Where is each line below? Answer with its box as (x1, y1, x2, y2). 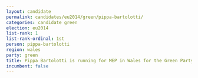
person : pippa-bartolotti (6, 42, 70, 48)
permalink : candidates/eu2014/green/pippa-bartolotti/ (6, 14, 144, 20)
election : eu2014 (6, 25, 49, 31)
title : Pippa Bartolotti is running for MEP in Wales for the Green (6, 57, 178, 63)
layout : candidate (6, 8, 51, 15)
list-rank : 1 (6, 30, 38, 36)
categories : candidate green (6, 19, 78, 25)
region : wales (6, 47, 41, 53)
